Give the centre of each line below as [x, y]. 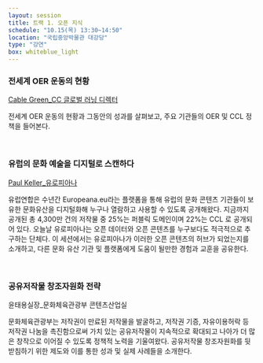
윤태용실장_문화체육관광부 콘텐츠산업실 [68, 305]
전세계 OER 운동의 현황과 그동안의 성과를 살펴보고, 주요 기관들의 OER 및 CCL [126, 117]
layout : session [35, 15]
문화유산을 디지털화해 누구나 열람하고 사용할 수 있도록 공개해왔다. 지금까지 [136, 209]
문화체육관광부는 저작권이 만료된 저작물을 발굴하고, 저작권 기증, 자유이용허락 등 [129, 321]
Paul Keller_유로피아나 [43, 183]
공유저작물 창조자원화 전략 [55, 286]
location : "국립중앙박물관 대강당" [58, 37]
